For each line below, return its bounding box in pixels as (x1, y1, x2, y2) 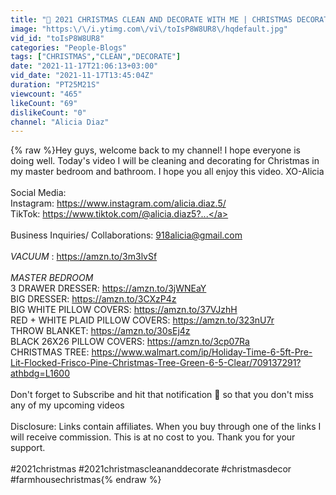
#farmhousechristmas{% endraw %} (10, 474, 162, 486)
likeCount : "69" (10, 98, 78, 108)
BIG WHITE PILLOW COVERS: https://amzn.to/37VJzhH (10, 304, 238, 316)
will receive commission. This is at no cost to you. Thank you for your (10, 431, 296, 443)
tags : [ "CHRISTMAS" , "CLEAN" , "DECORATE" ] (10, 52, 182, 62)
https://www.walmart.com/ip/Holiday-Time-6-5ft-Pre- (91, 346, 313, 358)
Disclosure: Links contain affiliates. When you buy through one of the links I (10, 421, 322, 433)
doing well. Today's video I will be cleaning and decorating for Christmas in (10, 155, 320, 167)
